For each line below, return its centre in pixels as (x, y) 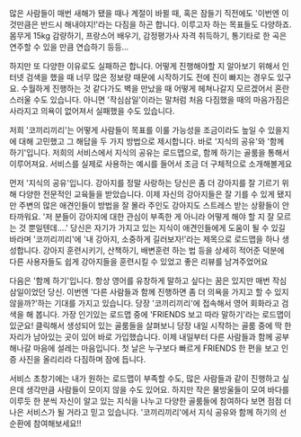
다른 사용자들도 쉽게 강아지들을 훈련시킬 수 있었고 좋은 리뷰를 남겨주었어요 (139, 262)
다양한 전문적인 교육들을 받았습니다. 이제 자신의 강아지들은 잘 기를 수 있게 (147, 194)
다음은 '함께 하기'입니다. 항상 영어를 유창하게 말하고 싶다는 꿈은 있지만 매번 (140, 281)
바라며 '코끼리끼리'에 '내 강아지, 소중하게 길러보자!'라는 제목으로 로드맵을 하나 (145, 239)
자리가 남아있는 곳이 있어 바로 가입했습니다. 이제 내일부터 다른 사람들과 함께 (141, 337)
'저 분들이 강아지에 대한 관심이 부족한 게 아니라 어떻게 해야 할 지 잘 (159, 217)
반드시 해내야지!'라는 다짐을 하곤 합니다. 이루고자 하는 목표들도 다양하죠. (166, 24)
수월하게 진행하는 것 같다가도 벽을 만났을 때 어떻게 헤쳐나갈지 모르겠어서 (147, 89)
